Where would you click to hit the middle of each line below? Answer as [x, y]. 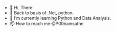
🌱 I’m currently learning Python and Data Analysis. [60, 18]
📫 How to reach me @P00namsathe [47, 24]
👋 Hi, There [21, 8]
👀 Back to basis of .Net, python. [42, 13]
